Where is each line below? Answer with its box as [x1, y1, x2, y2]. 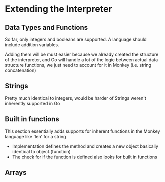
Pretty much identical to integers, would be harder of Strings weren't [5, 95, 146, 101]
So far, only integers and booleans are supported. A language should [5, 36, 147, 42]
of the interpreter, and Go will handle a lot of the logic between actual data [5, 57, 158, 63]
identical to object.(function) [12, 148, 71, 154]
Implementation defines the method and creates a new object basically [12, 143, 159, 149]
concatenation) [5, 67, 36, 73]
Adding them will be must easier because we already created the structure [5, 51, 159, 57]
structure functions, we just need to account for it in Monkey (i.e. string [5, 62, 151, 68]
